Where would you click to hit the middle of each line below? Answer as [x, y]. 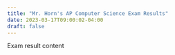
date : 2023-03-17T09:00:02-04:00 [55, 20]
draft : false [26, 26]
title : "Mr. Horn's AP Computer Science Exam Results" [88, 13]
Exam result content [36, 46]
